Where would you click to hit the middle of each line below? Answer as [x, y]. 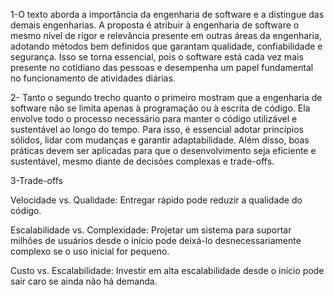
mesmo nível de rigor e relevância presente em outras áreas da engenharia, [166, 35]
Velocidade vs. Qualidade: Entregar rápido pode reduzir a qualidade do [156, 200]
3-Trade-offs [36, 180]
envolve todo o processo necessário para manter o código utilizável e [154, 118]
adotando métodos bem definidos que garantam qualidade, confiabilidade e [166, 46]
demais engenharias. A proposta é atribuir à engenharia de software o [155, 25]
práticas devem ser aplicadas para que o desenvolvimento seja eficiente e [163, 150]
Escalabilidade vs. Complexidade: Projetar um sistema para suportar [151, 230]
